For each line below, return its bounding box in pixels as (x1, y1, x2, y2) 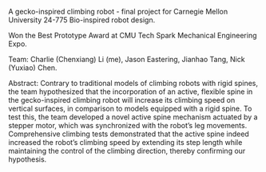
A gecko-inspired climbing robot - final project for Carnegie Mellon (8, 7, 228, 16)
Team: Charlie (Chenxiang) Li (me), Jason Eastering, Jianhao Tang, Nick (8, 55, 245, 64)
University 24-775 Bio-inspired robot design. (8, 15, 156, 25)
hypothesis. (8, 154, 47, 164)
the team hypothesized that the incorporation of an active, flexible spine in (8, 87, 253, 96)
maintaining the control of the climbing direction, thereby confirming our (8, 147, 246, 155)
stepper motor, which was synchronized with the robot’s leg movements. (8, 121, 248, 130)
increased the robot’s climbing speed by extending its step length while (8, 138, 243, 147)
